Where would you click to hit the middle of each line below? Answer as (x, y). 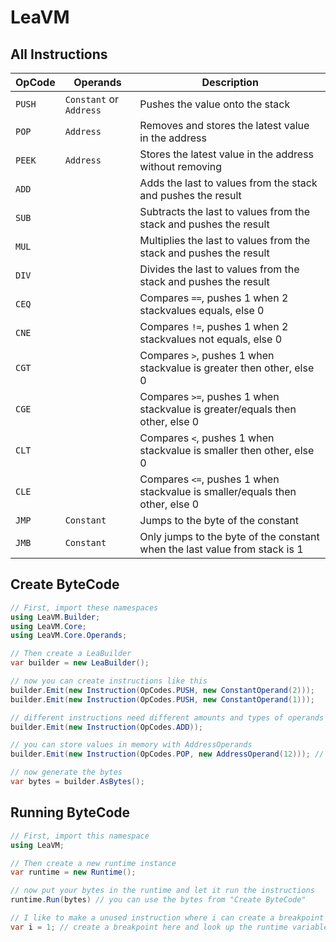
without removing (181, 166)
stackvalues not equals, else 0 (211, 339)
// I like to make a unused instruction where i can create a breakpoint (167, 918)
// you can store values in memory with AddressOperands (131, 745)
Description (230, 82)
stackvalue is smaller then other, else (227, 450)
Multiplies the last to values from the (225, 240)
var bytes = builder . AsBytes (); (77, 782)
